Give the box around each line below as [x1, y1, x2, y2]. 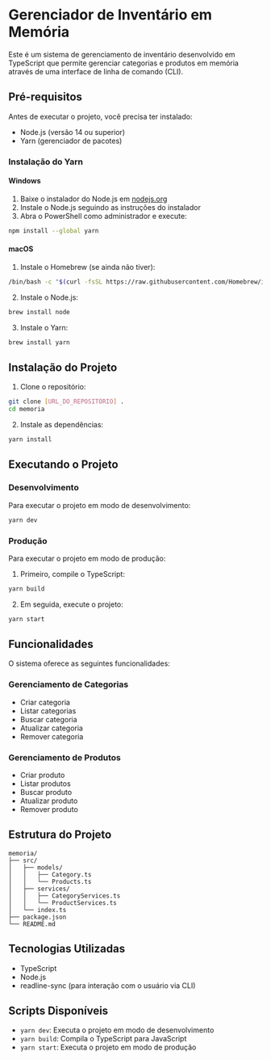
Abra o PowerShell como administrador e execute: [19, 211, 187, 221]
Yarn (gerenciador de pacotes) [19, 136, 123, 145]
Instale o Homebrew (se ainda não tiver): [19, 262, 156, 271]
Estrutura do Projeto [8, 828, 112, 842]
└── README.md [8, 919, 56, 928]
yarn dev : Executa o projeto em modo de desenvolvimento [19, 1025, 215, 1035]
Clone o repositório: [19, 382, 86, 392]
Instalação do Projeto [8, 360, 118, 374]
